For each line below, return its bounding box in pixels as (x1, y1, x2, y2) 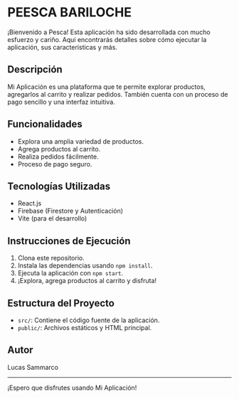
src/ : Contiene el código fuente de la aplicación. (17, 316, 160, 324)
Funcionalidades (7, 118, 83, 130)
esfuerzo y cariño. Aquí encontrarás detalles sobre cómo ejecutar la (7, 35, 207, 43)
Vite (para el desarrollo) (17, 214, 87, 223)
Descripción (7, 63, 63, 75)
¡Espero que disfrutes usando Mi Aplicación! (7, 383, 137, 392)
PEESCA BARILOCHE (7, 4, 132, 21)
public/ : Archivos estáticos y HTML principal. (17, 324, 152, 331)
